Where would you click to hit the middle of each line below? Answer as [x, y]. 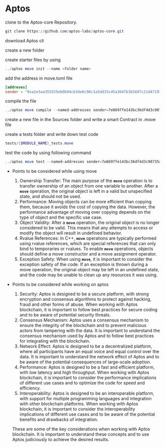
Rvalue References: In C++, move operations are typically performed [88, 238]
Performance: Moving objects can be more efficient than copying [85, 202]
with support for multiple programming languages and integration [86, 399]
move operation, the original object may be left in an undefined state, [89, 270]
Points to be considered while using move [55, 171]
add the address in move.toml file [39, 78]
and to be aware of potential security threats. [65, 315]
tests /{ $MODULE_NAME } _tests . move [39, 143]
